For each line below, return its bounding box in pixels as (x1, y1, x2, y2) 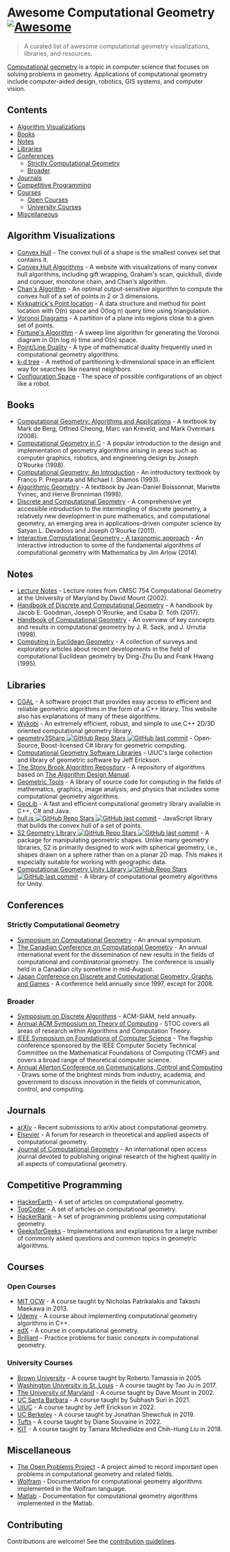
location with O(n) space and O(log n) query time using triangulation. (16, 307, 211, 315)
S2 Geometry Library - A (16, 828, 210, 837)
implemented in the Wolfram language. (16, 1485, 127, 1493)
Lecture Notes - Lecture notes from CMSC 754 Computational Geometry (16, 586, 222, 595)
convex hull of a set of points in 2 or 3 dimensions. (16, 291, 159, 300)
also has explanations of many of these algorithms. (16, 712, 161, 720)
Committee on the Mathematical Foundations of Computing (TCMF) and (16, 1048, 220, 1057)
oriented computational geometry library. (16, 727, 133, 735)
